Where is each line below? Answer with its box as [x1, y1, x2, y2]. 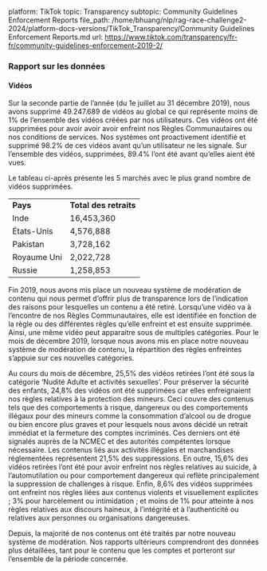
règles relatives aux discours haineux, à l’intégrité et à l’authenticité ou [8, 505, 239, 514]
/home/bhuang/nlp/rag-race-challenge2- [111, 15, 247, 25]
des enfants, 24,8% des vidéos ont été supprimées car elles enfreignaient [8, 385, 251, 395]
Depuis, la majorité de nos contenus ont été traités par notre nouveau [8, 529, 237, 538]
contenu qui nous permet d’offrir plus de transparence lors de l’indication [8, 293, 249, 303]
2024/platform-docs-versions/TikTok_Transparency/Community [8, 24, 218, 33]
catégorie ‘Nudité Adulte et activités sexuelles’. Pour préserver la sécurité [8, 377, 249, 387]
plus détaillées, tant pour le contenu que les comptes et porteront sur [8, 545, 236, 555]
